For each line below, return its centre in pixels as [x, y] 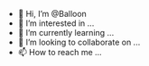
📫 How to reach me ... [60, 52]
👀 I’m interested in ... [56, 23]
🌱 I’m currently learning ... [66, 33]
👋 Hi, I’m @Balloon [52, 14]
